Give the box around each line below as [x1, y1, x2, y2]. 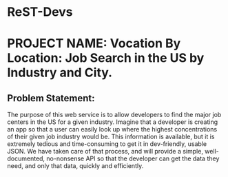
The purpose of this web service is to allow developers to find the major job [7, 111, 222, 119]
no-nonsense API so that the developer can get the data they [46, 154, 220, 163]
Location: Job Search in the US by [7, 50, 205, 66]
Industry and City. [7, 65, 112, 81]
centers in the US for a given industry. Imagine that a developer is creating [7, 118, 218, 126]
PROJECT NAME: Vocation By [7, 36, 181, 52]
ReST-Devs [7, 4, 74, 20]
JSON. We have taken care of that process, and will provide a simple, [7, 147, 203, 156]
